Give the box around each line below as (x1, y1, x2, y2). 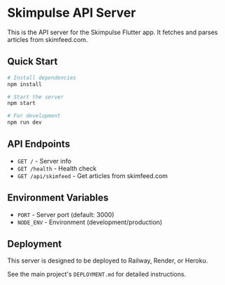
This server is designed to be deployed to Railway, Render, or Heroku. (7, 256, 208, 265)
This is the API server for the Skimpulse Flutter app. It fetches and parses (7, 28, 218, 36)
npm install (7, 80, 42, 88)
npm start (7, 100, 36, 107)
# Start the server (7, 93, 64, 101)
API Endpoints (7, 138, 71, 150)
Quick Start (7, 56, 58, 68)
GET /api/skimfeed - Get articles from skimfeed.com (17, 171, 168, 180)
